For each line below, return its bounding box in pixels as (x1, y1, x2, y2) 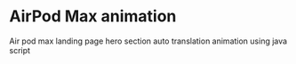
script (9, 44, 31, 55)
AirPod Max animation (9, 6, 177, 27)
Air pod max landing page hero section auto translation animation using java (9, 36, 287, 46)
